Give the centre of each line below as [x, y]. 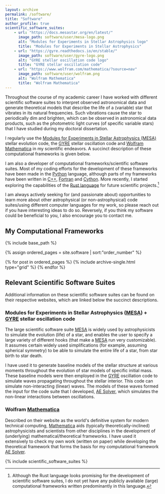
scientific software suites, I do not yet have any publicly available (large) [85, 481]
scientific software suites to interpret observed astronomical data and [76, 102]
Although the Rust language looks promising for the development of [81, 475]
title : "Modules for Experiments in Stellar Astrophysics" [80, 46]
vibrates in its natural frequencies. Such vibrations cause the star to [73, 113]
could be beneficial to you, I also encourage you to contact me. [69, 215]
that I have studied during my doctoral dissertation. [57, 128]
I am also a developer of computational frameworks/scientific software [77, 163]
